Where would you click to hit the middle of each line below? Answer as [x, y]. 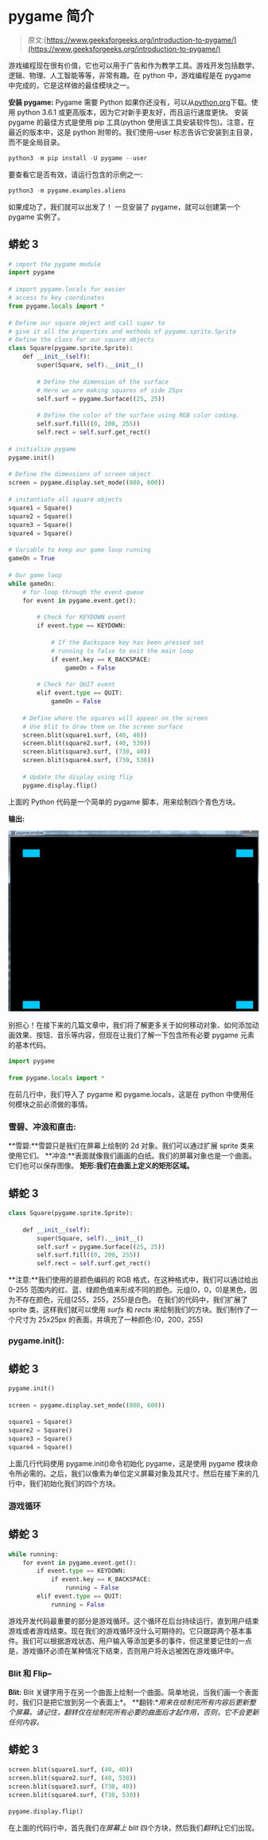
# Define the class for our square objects [82, 340]
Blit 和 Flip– [30, 1673]
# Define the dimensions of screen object [80, 474]
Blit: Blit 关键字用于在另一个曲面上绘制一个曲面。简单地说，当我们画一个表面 [134, 1693]
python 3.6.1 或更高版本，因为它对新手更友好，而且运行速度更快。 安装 [133, 112]
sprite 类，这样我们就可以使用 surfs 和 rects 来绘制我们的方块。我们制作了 [130, 1310]
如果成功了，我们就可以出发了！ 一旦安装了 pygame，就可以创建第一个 [124, 206]
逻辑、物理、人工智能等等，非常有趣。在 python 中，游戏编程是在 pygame [130, 75]
